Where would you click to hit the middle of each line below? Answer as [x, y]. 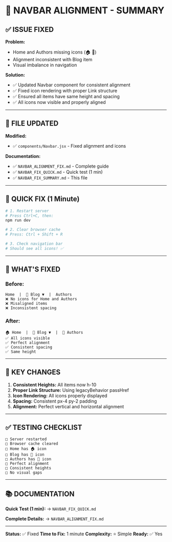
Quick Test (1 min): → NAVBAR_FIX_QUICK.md [51, 509]
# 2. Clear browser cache [33, 230]
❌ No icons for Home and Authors [41, 299]
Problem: [15, 42]
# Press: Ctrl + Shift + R [34, 234]
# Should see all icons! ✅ [35, 248]
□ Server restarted [26, 439]
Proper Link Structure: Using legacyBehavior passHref [71, 390]
